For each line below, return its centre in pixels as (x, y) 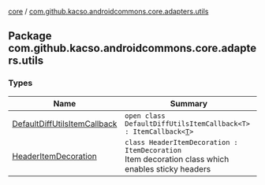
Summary (188, 103)
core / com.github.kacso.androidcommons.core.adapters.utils (108, 11)
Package (30, 36)
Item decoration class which (177, 159)
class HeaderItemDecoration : (181, 142)
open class (145, 116)
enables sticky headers (168, 168)
